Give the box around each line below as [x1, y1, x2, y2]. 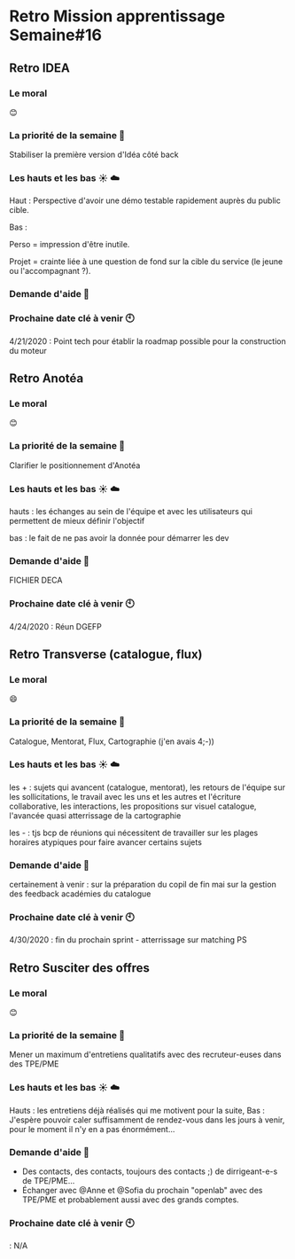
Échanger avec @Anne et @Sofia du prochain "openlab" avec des [21, 1185, 263, 1196]
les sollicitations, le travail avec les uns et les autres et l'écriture [9, 791, 242, 802]
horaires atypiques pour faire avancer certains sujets [9, 836, 202, 848]
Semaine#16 [9, 25, 102, 45]
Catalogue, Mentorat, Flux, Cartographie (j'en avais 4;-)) [9, 736, 215, 747]
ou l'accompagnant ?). [9, 266, 91, 277]
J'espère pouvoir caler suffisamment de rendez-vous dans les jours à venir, [9, 1114, 285, 1125]
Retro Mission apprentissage [9, 6, 226, 27]
